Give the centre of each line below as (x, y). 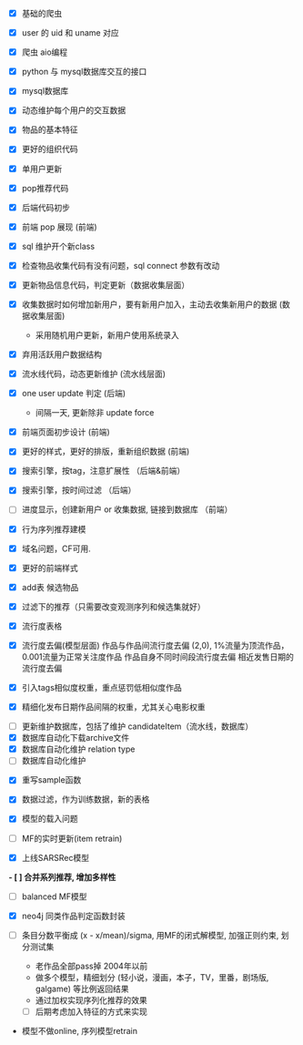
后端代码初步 (45, 207)
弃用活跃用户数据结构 (61, 354)
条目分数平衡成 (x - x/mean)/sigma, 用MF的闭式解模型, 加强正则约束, (150, 935)
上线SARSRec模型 (56, 857)
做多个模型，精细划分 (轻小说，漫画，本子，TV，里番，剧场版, (152, 977)
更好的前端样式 (50, 568)
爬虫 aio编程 (45, 52)
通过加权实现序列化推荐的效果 (91, 999)
